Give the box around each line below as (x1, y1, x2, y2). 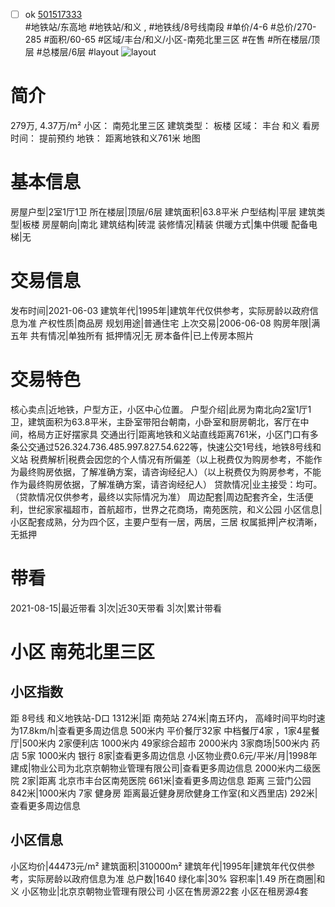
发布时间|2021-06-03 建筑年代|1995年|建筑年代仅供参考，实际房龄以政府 (10, 304, 310, 316)
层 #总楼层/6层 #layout (24, 46, 120, 58)
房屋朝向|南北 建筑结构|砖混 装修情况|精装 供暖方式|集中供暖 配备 (41, 218, 309, 230)
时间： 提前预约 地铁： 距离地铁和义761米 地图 (10, 132, 201, 144)
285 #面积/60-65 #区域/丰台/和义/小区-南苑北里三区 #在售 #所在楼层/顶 (24, 34, 321, 46)
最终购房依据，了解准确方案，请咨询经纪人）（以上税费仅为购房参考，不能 (18, 465, 322, 478)
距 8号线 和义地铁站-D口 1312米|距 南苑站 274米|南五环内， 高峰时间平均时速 (10, 712, 326, 724)
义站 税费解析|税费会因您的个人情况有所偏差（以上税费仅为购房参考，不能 (10, 453, 314, 465)
